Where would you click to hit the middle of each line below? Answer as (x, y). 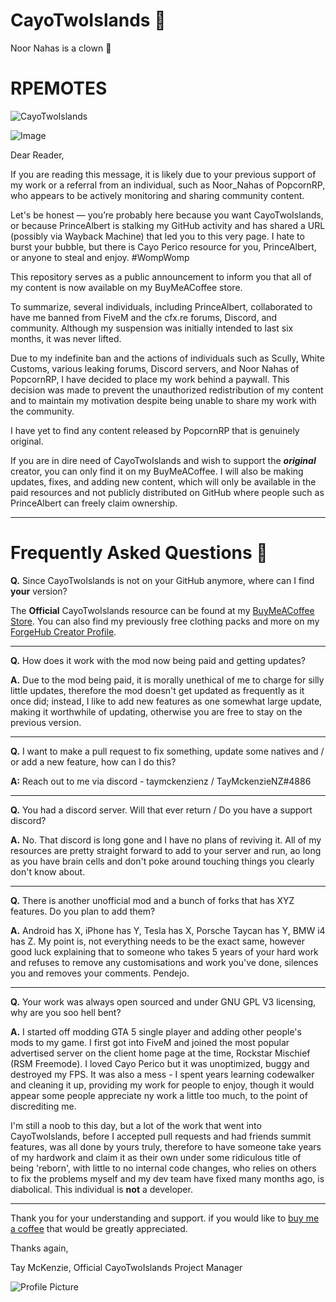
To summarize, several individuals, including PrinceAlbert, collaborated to (161, 306)
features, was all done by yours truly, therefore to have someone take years (166, 1146)
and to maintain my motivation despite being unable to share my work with (163, 400)
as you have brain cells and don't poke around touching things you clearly (162, 861)
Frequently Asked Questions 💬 (139, 553)
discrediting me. (43, 1106)
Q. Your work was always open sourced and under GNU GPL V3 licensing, (163, 1001)
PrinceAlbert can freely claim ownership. (94, 503)
